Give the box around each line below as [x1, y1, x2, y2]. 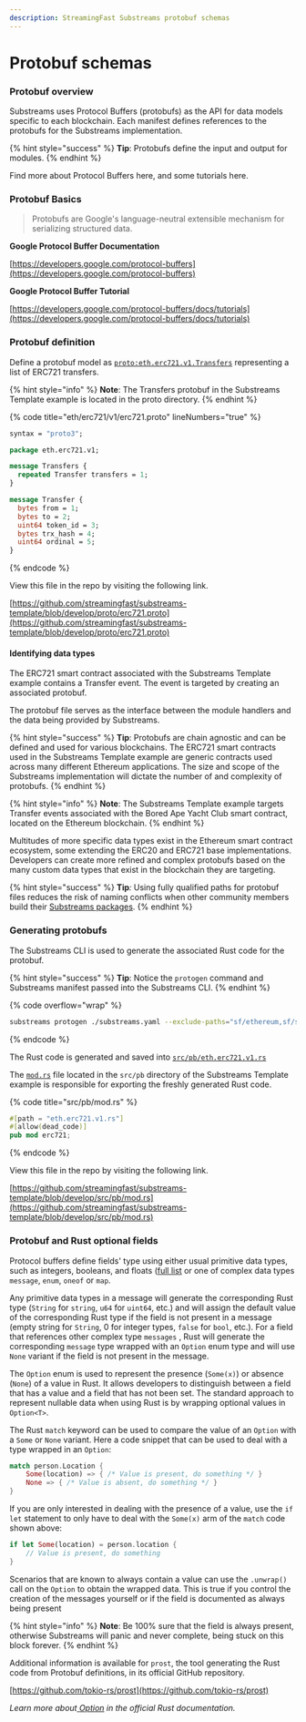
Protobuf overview [9, 85, 94, 97]
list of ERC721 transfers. [9, 366, 99, 377]
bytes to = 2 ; [17, 512, 71, 521]
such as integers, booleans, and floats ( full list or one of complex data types [9, 1265, 295, 1276]
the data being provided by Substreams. [9, 714, 160, 725]
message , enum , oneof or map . [9, 1275, 111, 1286]
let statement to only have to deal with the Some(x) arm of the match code [9, 1513, 285, 1523]
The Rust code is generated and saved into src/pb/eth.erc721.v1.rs [9, 1051, 267, 1062]
